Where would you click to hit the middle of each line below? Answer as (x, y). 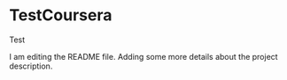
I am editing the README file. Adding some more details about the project (143, 56)
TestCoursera (61, 15)
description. (31, 66)
